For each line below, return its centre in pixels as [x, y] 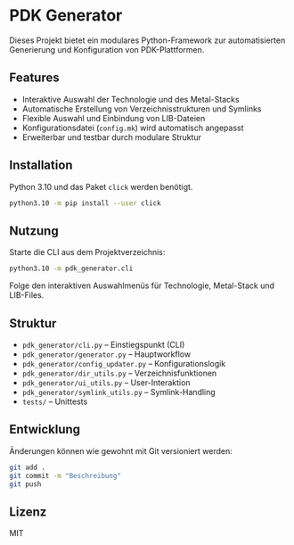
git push [25, 484]
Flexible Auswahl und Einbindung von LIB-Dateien [114, 118]
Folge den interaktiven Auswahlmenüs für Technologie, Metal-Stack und [142, 285]
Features [34, 78]
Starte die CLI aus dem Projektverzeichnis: [87, 252]
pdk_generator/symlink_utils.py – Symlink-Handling [118, 392]
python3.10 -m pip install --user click [86, 203]
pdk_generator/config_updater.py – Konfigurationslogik [124, 363]
